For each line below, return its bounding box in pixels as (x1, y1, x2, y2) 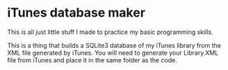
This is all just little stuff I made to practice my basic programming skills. (7, 28, 213, 36)
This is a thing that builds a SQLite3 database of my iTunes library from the (7, 41, 221, 49)
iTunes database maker (7, 5, 146, 21)
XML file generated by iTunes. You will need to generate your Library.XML (7, 49, 219, 57)
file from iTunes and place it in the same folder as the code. (7, 55, 177, 64)
